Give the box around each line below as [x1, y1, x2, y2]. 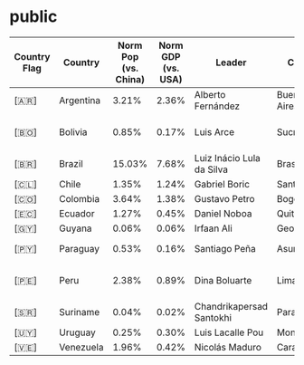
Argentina [58, 93, 101, 106]
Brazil [58, 157, 83, 169]
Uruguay [58, 326, 97, 339]
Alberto [194, 88, 226, 101]
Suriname [58, 305, 100, 318]
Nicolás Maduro [194, 341, 262, 353]
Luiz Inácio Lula [194, 151, 261, 164]
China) [115, 72, 145, 85]
